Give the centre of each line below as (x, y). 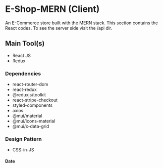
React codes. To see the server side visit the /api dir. (59, 28)
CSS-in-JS (23, 150)
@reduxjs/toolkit (29, 95)
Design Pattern (24, 139)
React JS (22, 55)
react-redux (25, 89)
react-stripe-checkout (35, 100)
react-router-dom (30, 84)
